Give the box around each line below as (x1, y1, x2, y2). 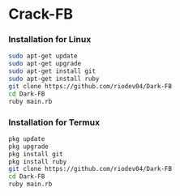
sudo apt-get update (8, 52, 79, 61)
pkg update (8, 134, 45, 143)
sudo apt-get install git (8, 67, 96, 75)
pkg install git (8, 150, 63, 158)
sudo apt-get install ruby (8, 75, 100, 83)
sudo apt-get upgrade (8, 60, 82, 68)
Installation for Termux (8, 117, 100, 128)
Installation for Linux (8, 34, 92, 45)
